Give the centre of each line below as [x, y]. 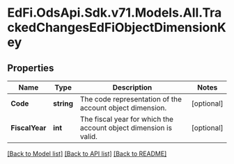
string [63, 104]
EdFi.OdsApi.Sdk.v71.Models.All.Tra [115, 13]
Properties [31, 68]
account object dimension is [126, 128]
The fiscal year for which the [127, 119]
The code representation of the [131, 99]
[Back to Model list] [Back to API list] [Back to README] [87, 154]
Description [132, 87]
